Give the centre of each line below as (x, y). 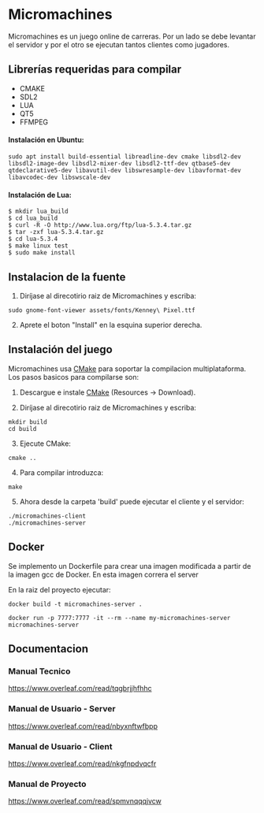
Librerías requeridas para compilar (95, 70)
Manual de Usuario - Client (60, 746)
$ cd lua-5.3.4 (33, 239)
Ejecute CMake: (45, 444)
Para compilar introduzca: (61, 472)
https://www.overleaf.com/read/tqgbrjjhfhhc (80, 689)
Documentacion (48, 649)
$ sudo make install (42, 253)
